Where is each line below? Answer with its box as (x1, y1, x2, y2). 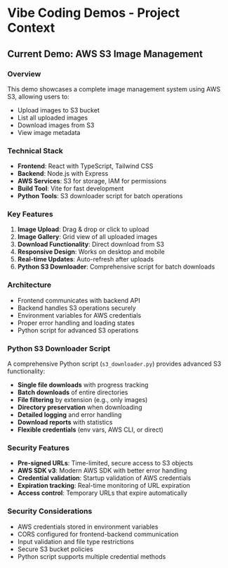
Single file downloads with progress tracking (17, 381, 149, 389)
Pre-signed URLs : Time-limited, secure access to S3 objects (17, 459, 194, 467)
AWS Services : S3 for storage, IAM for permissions (17, 177, 167, 186)
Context (7, 20, 55, 36)
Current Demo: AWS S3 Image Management (7, 48, 203, 60)
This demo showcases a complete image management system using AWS (7, 84, 221, 93)
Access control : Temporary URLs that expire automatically (17, 489, 188, 497)
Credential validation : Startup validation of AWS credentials (17, 474, 192, 482)
